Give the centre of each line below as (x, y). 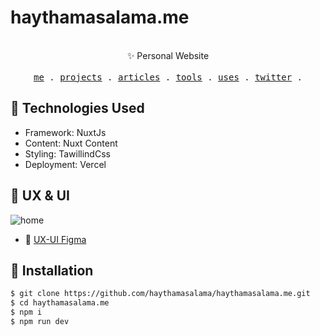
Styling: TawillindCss (67, 153)
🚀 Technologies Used (77, 108)
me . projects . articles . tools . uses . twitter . (168, 77)
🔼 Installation (52, 270)
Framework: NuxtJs (65, 132)
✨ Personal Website (168, 55)
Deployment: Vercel (65, 164)
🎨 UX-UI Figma (55, 239)
